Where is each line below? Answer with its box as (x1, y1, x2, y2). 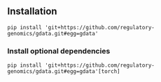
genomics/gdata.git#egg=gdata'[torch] (7, 68, 120, 75)
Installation (7, 6, 57, 17)
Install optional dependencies (7, 46, 111, 56)
